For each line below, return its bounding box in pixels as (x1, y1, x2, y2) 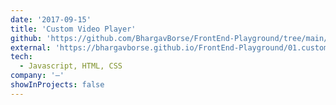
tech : (10, 52, 33, 62)
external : (10, 42, 52, 53)
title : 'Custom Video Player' (10, 24, 137, 34)
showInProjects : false (10, 80, 105, 90)
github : (10, 33, 43, 43)
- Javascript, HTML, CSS (19, 61, 123, 71)
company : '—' (10, 71, 65, 81)
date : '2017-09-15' (10, 14, 92, 25)
